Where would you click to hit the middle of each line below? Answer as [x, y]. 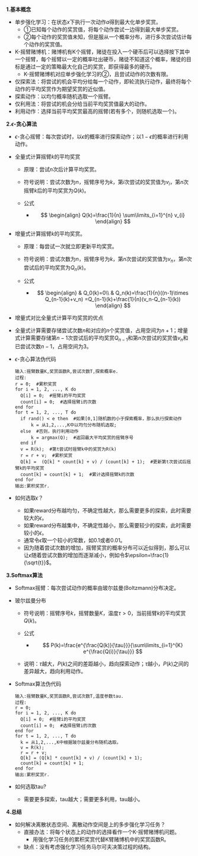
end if [28, 443]
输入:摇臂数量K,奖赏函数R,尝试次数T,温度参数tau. [69, 696]
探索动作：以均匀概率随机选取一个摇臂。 [64, 96]
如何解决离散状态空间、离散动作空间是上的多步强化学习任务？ [90, 824]
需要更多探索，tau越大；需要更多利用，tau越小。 [83, 799]
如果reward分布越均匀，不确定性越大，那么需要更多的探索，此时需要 [107, 511]
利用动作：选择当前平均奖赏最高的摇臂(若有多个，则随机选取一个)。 [97, 111]
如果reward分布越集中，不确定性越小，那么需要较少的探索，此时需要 [107, 526]
